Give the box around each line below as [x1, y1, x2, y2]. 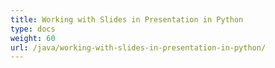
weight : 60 [10, 33, 56, 43]
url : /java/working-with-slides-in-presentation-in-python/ [10, 42, 267, 53]
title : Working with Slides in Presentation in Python [10, 14, 244, 25]
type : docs [10, 24, 56, 34]
